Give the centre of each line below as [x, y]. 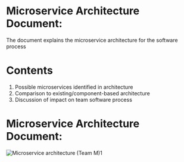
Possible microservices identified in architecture [74, 87]
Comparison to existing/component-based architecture [82, 93]
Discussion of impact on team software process [74, 99]
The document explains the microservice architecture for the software [92, 40]
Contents [30, 71]
